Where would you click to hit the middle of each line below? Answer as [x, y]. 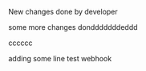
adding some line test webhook [60, 58]
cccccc [20, 43]
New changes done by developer [63, 12]
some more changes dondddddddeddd [73, 27]
